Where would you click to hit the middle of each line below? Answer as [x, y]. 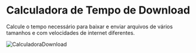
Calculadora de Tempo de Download [98, 10]
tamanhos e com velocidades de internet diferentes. [70, 32]
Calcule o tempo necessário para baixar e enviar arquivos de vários [90, 26]
